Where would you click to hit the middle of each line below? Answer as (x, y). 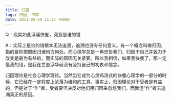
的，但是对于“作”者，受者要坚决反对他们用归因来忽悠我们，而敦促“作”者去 (83, 88)
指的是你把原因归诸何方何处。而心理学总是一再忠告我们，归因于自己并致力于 (86, 52)
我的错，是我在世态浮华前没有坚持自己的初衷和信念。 (66, 65)
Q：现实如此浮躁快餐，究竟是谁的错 (43, 35)
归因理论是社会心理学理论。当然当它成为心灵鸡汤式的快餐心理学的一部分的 (84, 75)
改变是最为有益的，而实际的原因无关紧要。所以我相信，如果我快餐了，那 (81, 58)
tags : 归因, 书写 (22, 15)
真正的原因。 (23, 94)
